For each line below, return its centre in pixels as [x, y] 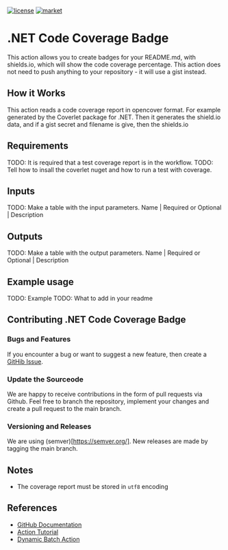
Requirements [38, 146]
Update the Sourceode [46, 379]
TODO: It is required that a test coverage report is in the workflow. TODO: [110, 162]
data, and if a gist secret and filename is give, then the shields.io [98, 124]
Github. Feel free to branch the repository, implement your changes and [108, 401]
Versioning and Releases [49, 426]
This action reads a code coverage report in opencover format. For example [114, 110]
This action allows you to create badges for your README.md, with [102, 57]
